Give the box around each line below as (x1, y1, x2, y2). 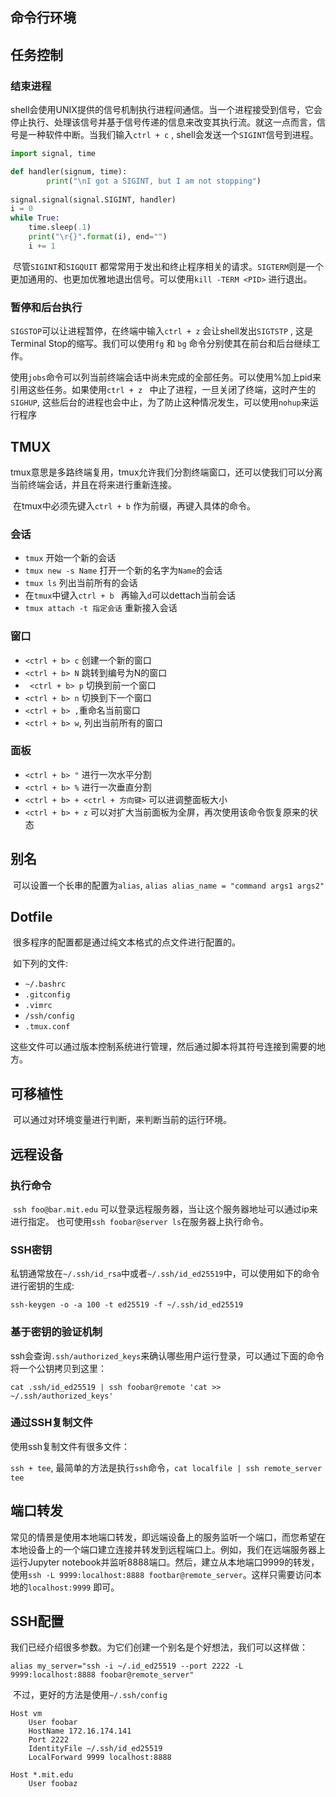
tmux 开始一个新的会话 (24, 552, 117, 564)
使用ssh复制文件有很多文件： (10, 1440, 131, 1452)
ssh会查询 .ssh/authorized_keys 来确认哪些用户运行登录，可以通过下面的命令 (10, 1349, 325, 1362)
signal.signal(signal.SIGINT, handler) (10, 194, 177, 205)
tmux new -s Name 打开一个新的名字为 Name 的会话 (24, 564, 223, 577)
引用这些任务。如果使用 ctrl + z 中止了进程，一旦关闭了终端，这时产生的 (10, 384, 317, 396)
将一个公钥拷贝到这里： (10, 1362, 107, 1374)
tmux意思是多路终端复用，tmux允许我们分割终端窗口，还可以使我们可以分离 (10, 466, 323, 478)
